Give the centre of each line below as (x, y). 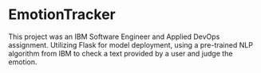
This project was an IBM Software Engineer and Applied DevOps (114, 36)
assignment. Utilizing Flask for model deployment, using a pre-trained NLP (131, 44)
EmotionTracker (62, 15)
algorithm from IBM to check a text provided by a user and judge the (121, 53)
